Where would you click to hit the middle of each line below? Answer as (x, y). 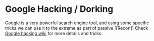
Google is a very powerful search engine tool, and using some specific (77, 23)
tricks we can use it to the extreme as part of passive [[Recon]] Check (77, 28)
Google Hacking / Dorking (59, 9)
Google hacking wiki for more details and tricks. (54, 33)
